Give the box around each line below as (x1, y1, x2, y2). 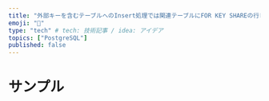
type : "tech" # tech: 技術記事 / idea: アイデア (8, 26, 164, 34)
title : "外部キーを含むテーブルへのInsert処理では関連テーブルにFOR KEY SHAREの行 (8, 11, 260, 20)
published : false (8, 41, 66, 49)
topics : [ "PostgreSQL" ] (8, 33, 88, 42)
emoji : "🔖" (8, 19, 45, 27)
